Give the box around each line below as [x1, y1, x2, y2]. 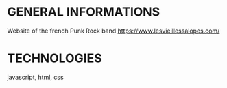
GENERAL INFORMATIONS [7, 4, 160, 20]
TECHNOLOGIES [7, 50, 103, 66]
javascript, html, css [7, 73, 64, 81]
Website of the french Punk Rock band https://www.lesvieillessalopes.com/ [7, 27, 220, 35]
